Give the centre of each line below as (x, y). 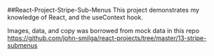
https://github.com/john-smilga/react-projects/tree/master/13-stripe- (107, 38)
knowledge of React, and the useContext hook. (75, 17)
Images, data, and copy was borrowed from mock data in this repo (103, 31)
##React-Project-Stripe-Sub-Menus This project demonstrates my (103, 10)
